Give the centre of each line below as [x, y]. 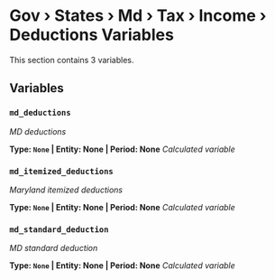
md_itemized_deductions [62, 171]
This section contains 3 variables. [72, 60]
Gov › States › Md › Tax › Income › [138, 16]
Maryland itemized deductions [66, 190]
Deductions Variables [92, 35]
